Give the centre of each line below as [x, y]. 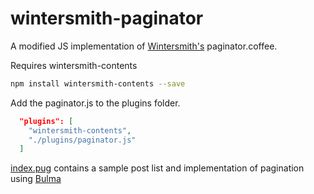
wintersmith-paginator [107, 18]
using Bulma [36, 179]
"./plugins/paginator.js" [82, 140]
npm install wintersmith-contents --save [98, 83]
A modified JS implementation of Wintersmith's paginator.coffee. [144, 46]
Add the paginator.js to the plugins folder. [95, 103]
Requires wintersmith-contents [74, 65]
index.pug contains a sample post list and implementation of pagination [157, 168]
